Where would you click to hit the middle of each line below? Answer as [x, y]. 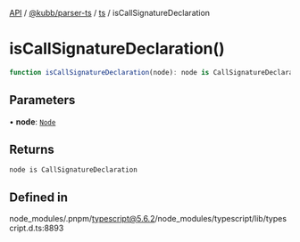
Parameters [42, 100]
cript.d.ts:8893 [37, 228]
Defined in [39, 197]
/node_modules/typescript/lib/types [221, 219]
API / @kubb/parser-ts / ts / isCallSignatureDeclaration [110, 13]
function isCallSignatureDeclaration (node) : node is [109, 72]
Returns [32, 150]
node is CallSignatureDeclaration [74, 170]
